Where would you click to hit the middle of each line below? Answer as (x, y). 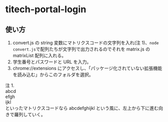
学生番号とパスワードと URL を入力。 (52, 62)
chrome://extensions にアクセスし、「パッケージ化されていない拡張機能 (87, 68)
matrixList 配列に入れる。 (39, 55)
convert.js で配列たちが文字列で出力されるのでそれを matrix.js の (81, 49)
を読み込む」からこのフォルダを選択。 (53, 75)
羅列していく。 (30, 114)
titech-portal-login (46, 9)
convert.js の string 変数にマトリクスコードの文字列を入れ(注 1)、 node (86, 43)
